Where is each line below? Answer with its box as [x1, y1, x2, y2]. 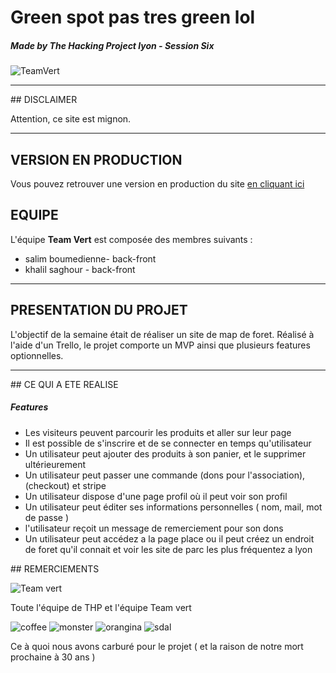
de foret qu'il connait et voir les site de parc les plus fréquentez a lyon [24, 543, 313, 555]
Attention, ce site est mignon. [10, 113, 132, 125]
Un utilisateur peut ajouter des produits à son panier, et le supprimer [24, 447, 307, 460]
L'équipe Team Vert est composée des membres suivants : [10, 233, 253, 245]
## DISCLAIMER [10, 94, 78, 106]
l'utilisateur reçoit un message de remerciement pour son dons [24, 522, 284, 534]
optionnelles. [10, 349, 64, 361]
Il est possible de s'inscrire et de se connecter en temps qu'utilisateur [24, 437, 312, 449]
